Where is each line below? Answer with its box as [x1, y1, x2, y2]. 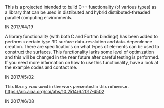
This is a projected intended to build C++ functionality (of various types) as [5, 4, 157, 10]
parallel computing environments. [5, 15, 73, 20]
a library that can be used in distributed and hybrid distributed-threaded [5, 9, 150, 15]
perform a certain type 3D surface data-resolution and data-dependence [5, 39, 153, 44]
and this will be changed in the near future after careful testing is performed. [5, 54, 160, 60]
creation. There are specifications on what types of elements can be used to [5, 44, 159, 49]
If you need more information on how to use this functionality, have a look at [5, 60, 159, 65]
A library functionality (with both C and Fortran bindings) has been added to [5, 34, 158, 39]
